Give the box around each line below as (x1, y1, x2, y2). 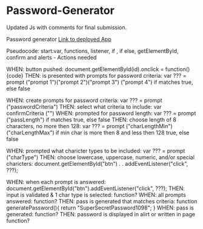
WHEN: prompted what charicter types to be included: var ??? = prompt (6, 147, 185, 154)
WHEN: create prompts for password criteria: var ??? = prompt (6, 97, 162, 104)
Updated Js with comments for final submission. (6, 24, 127, 31)
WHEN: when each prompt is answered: (6, 178, 106, 185)
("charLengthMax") (6, 129, 55, 136)
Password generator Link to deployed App (6, 35, 111, 43)
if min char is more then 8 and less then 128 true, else (55, 129, 190, 136)
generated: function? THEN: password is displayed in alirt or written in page (6, 210, 196, 217)
